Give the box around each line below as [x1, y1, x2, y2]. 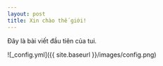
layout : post [7, 10, 46, 18]
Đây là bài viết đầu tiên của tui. [7, 36, 97, 45]
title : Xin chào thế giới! [7, 17, 87, 24]
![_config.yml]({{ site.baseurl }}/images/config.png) [7, 50, 157, 59]
